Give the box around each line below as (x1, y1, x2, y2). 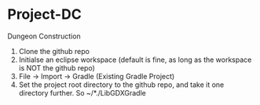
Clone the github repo (18, 46, 90, 56)
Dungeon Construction (7, 31, 82, 41)
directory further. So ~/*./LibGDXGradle (18, 88, 146, 97)
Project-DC (7, 5, 82, 24)
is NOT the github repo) (18, 63, 96, 72)
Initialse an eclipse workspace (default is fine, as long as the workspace (18, 55, 252, 64)
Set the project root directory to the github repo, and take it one (18, 80, 225, 89)
